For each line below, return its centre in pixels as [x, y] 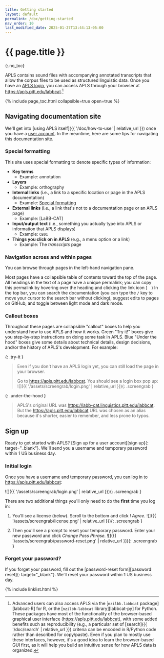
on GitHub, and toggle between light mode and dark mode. [64, 303]
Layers [19, 182]
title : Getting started [29, 10]
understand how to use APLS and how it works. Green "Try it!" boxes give [79, 332]
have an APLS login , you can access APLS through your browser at [72, 86]
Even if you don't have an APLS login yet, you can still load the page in [88, 366]
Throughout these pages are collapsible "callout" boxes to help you [73, 327]
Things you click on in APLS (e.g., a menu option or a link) [71, 239]
